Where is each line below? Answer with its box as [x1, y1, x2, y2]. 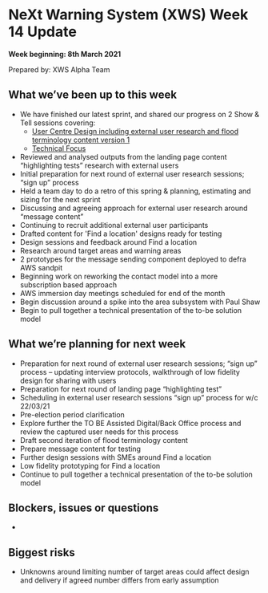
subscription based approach [19, 279, 118, 290]
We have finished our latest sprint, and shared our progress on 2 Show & [19, 109, 260, 119]
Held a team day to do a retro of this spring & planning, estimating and [19, 186, 251, 196]
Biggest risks [8, 546, 76, 559]
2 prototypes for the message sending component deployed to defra [19, 254, 246, 264]
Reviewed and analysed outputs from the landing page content [19, 152, 227, 161]
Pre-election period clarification [19, 409, 126, 419]
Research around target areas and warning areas [19, 246, 182, 255]
